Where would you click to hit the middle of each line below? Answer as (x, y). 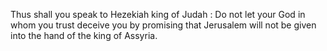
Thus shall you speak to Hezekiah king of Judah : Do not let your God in (158, 14)
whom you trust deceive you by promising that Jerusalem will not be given (163, 25)
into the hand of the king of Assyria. (84, 35)
